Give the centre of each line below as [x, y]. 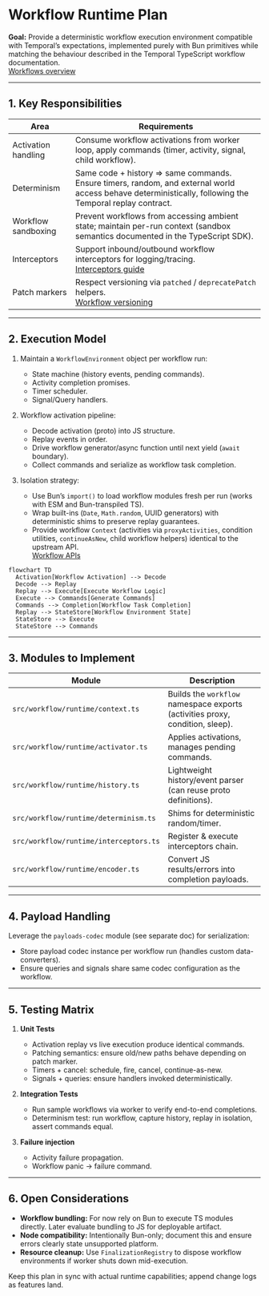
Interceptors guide [110, 268]
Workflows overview [42, 71]
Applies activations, [205, 737]
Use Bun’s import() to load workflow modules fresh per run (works [142, 495]
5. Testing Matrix [51, 1009]
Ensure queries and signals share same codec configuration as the [130, 968]
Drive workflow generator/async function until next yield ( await [136, 447]
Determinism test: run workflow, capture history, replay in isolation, [142, 1118]
